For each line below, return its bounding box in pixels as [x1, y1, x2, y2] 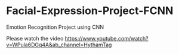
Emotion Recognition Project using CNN [6, 23, 104, 31]
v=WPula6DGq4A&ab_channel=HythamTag [6, 41, 112, 48]
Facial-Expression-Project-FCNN [6, 4, 174, 18]
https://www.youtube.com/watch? [64, 35, 149, 42]
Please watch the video [6, 35, 64, 42]
